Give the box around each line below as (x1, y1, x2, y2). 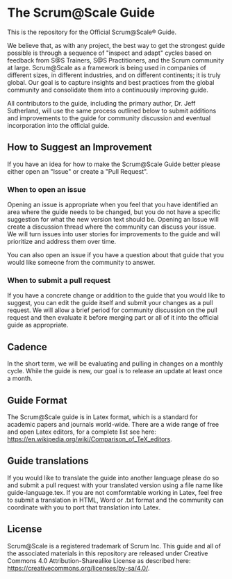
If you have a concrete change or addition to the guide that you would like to (7, 291, 226, 300)
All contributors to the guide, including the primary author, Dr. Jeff (7, 99, 196, 107)
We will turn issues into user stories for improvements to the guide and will (7, 230, 221, 238)
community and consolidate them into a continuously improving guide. (7, 85, 208, 94)
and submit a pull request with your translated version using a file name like (7, 481, 224, 489)
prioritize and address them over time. (7, 238, 117, 246)
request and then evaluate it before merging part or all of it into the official (7, 313, 219, 322)
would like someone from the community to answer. (7, 259, 156, 267)
